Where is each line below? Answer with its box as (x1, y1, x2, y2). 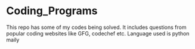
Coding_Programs (6, 4, 98, 18)
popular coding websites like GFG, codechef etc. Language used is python (6, 30, 190, 37)
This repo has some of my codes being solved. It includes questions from (6, 24, 187, 31)
